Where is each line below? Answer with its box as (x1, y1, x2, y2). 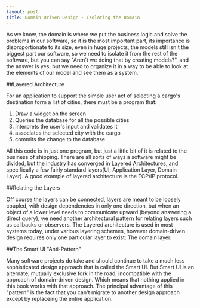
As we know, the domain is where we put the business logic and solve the (6, 31, 187, 38)
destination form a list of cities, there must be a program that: (6, 98, 157, 105)
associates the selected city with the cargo (14, 129, 121, 136)
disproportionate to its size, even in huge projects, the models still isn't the (6, 43, 189, 51)
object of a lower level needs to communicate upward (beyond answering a (6, 208, 192, 215)
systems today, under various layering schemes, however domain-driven (6, 227, 186, 234)
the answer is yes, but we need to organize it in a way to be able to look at (6, 62, 189, 69)
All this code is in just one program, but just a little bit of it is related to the (6, 147, 187, 154)
